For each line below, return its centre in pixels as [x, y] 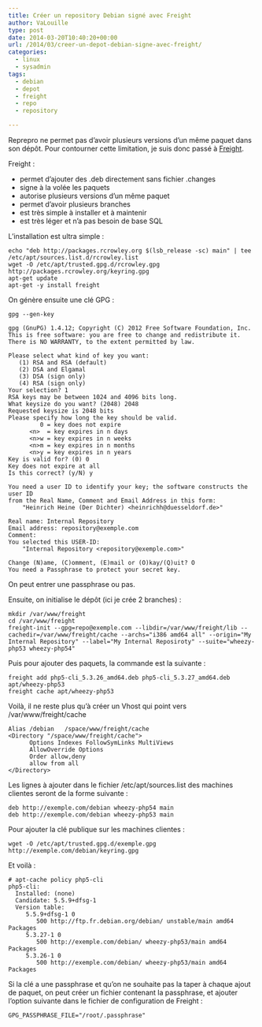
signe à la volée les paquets [65, 187]
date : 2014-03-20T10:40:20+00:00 [63, 37]
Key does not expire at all [54, 466]
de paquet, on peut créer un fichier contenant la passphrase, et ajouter [123, 992]
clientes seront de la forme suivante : [68, 793]
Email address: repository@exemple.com [74, 528]
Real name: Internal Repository [61, 521]
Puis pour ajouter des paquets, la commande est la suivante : [107, 663]
